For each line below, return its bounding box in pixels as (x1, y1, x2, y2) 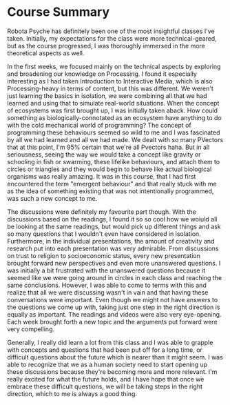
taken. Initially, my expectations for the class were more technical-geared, (7, 34, 217, 42)
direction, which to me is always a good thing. (7, 389, 138, 397)
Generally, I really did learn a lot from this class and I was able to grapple (7, 338, 213, 346)
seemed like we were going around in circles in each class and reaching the (7, 273, 222, 281)
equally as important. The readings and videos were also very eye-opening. (7, 310, 222, 318)
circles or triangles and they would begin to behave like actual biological (7, 165, 212, 173)
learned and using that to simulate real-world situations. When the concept (7, 99, 220, 107)
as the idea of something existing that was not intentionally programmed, (7, 187, 214, 195)
